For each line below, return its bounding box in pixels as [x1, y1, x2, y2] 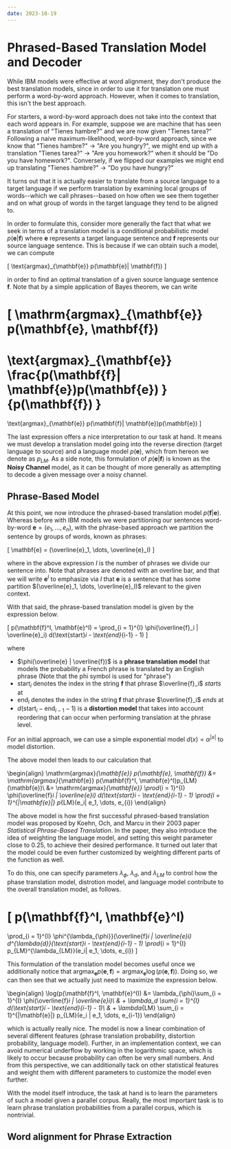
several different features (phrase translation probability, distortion [7, 1032, 195, 1040]
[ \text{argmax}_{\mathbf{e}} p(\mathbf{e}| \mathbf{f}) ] [7, 262, 167, 270]
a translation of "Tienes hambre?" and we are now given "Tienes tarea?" [7, 127, 212, 135]
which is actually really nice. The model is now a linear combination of [7, 1025, 206, 1033]
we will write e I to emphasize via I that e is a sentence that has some [7, 573, 201, 583]
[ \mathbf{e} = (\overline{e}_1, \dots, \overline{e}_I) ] [7, 546, 155, 554]
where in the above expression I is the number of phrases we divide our [7, 559, 210, 567]
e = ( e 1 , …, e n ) [32, 523, 71, 534]
